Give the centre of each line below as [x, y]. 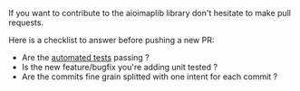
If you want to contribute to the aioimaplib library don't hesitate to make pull [150, 13]
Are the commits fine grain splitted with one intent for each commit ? [150, 77]
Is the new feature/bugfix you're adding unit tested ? [120, 67]
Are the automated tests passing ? [86, 57]
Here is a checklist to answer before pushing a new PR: [111, 40]
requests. [26, 23]
